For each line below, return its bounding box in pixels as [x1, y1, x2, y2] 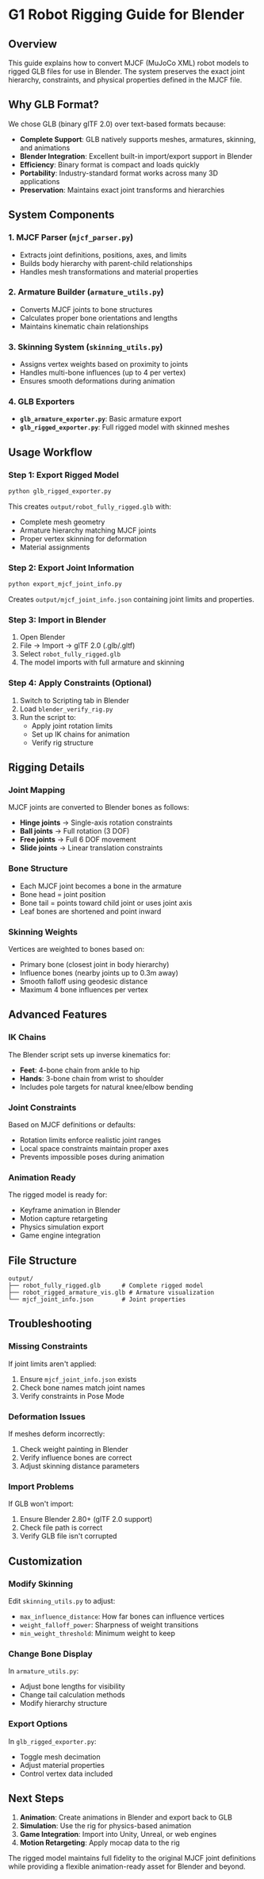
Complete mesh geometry [19, 517, 105, 526]
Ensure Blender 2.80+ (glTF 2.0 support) [19, 1515, 153, 1524]
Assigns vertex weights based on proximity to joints [19, 360, 189, 369]
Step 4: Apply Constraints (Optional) [8, 677, 152, 688]
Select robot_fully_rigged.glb [19, 649, 121, 659]
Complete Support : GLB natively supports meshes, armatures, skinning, [19, 134, 256, 144]
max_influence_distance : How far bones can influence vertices [19, 1611, 224, 1621]
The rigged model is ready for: [8, 1190, 108, 1199]
